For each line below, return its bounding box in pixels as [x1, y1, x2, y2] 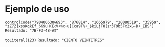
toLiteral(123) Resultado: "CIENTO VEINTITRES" [5, 38, 104, 43]
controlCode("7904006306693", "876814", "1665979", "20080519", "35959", [5, 20, 161, 24]
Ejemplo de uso [5, 3, 70, 15]
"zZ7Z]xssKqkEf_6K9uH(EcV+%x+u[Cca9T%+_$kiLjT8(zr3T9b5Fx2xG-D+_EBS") [5, 23, 154, 29]
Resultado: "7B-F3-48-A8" [5, 28, 58, 33]
